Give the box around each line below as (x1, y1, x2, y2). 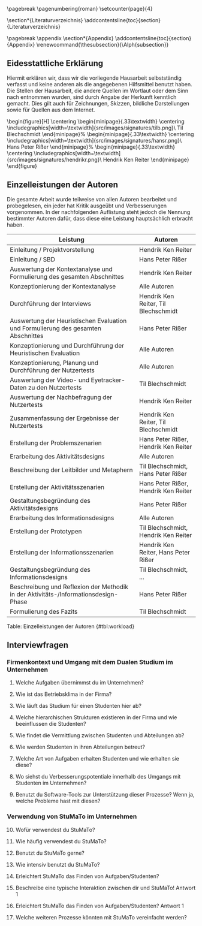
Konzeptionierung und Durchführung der (10, 341, 125, 349)
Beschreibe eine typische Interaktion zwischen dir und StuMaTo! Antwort (15, 884, 196, 891)
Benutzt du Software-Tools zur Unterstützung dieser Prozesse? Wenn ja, (15, 791, 195, 798)
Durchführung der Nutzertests (10, 366, 95, 374)
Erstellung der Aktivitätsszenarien (10, 482, 104, 491)
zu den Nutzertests (28, 383, 82, 391)
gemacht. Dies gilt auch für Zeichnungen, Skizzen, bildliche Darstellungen (7, 99, 189, 107)
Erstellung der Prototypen (10, 527, 83, 535)
